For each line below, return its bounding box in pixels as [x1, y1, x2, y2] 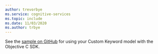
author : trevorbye [5, 7, 42, 12]
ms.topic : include [5, 16, 42, 21]
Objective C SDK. [5, 44, 40, 50]
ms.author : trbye [5, 25, 40, 30]
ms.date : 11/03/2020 [5, 20, 47, 26]
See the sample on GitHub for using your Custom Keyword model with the [5, 38, 154, 44]
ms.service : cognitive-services [5, 12, 71, 17]
